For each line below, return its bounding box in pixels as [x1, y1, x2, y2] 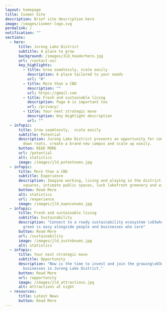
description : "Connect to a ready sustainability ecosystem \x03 [18, 220, 157, 225]
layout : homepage [5, 7, 41, 12]
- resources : [9, 289, 37, 294]
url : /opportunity [18, 275, 57, 280]
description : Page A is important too [27, 100, 108, 105]
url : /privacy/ [27, 104, 59, 109]
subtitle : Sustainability [18, 215, 72, 220]
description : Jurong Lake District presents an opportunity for [18, 137, 155, 142]
